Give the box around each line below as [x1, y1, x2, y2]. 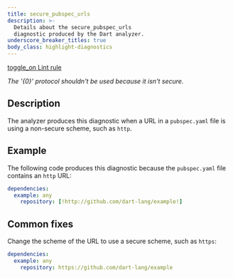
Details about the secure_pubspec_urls [13, 24, 132, 31]
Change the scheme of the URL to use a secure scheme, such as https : [7, 237, 217, 246]
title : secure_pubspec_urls [7, 10, 91, 18]
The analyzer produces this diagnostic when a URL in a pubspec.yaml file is [7, 116, 226, 125]
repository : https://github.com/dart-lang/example [20, 264, 173, 271]
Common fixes [7, 218, 73, 230]
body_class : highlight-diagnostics [7, 43, 113, 51]
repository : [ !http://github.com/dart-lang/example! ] [20, 198, 183, 205]
